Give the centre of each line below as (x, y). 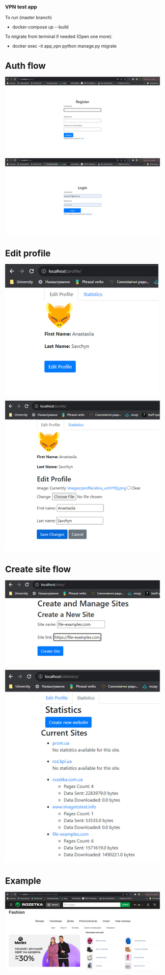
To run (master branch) (28, 18)
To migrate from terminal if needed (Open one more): (59, 37)
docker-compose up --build (40, 27)
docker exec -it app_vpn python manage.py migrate (64, 46)
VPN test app (21, 7)
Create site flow (38, 569)
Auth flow (26, 66)
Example (23, 881)
